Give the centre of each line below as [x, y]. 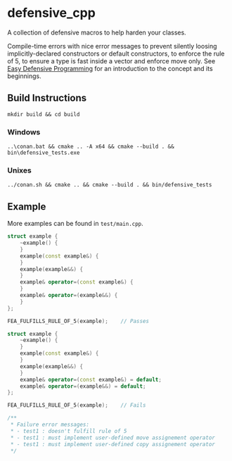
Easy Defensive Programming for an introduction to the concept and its [110, 68]
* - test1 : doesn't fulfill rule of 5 [69, 431]
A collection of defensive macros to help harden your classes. [97, 32]
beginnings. [24, 76]
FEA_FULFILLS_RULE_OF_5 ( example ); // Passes [78, 321]
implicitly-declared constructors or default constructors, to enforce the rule [116, 53]
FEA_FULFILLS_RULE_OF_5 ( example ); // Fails [77, 405]
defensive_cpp [52, 13]
